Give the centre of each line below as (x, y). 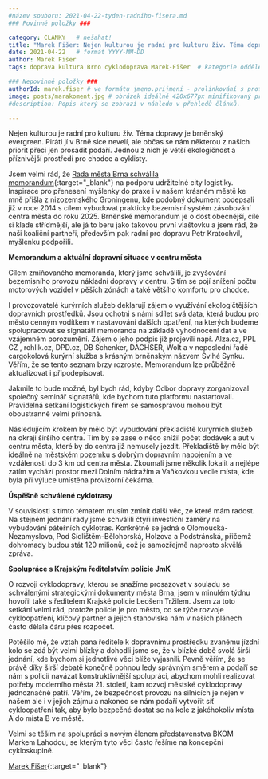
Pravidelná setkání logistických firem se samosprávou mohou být (115, 405)
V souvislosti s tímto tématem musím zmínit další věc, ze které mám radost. (132, 511)
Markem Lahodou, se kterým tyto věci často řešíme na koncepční (116, 742)
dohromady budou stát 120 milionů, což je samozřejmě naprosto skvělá (125, 545)
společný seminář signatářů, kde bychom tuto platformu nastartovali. (121, 397)
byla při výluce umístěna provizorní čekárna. (81, 480)
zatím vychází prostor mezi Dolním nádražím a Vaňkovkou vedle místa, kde (131, 472)
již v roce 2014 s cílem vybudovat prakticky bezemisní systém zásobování (130, 208)
